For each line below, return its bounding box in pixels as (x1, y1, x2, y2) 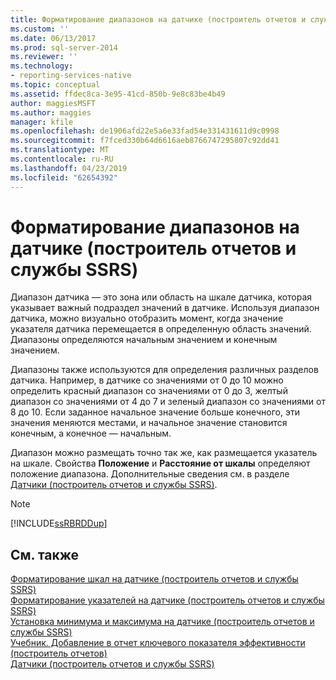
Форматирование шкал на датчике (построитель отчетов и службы (10, 573, 299, 585)
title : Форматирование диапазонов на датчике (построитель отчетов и (10, 14, 307, 25)
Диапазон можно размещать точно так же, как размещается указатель (10, 447, 318, 459)
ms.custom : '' (10, 24, 70, 34)
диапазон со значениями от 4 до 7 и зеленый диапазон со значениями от (10, 396, 326, 408)
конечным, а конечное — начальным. (10, 427, 172, 440)
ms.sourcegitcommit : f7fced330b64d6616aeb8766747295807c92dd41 (10, 136, 280, 146)
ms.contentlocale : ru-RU (10, 154, 114, 164)
